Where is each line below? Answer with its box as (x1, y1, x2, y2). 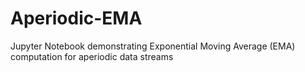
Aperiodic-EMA (10, 7, 143, 30)
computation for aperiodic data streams (10, 50, 174, 62)
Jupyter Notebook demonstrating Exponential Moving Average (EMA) (10, 40, 296, 52)
